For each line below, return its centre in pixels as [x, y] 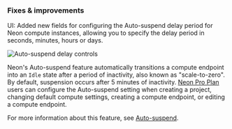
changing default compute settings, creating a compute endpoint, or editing [116, 97]
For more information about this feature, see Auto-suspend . [93, 118]
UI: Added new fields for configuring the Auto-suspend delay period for [110, 26]
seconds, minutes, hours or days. [55, 40]
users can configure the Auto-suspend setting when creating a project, [109, 90]
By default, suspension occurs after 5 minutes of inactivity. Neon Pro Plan [113, 82]
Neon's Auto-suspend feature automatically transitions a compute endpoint [116, 68]
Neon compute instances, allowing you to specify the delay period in [106, 33]
